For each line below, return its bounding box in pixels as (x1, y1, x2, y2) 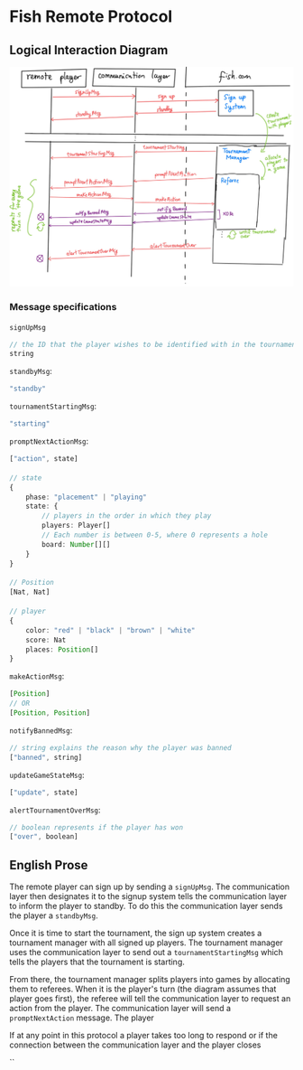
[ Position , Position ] (9, 709, 91, 718)
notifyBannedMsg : (9, 725, 73, 736)
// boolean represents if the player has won (9, 822, 183, 832)
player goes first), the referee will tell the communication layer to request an (9, 993, 291, 1004)
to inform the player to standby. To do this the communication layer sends (9, 901, 283, 912)
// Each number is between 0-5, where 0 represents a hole (41, 530, 269, 540)
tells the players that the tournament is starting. (9, 956, 185, 968)
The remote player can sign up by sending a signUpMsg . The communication (9, 881, 290, 892)
